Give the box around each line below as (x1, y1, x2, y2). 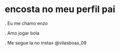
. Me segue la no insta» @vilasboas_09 (5, 39, 87, 46)
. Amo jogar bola (5, 30, 39, 36)
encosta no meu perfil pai (5, 4, 115, 15)
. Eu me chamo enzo (5, 20, 48, 26)
